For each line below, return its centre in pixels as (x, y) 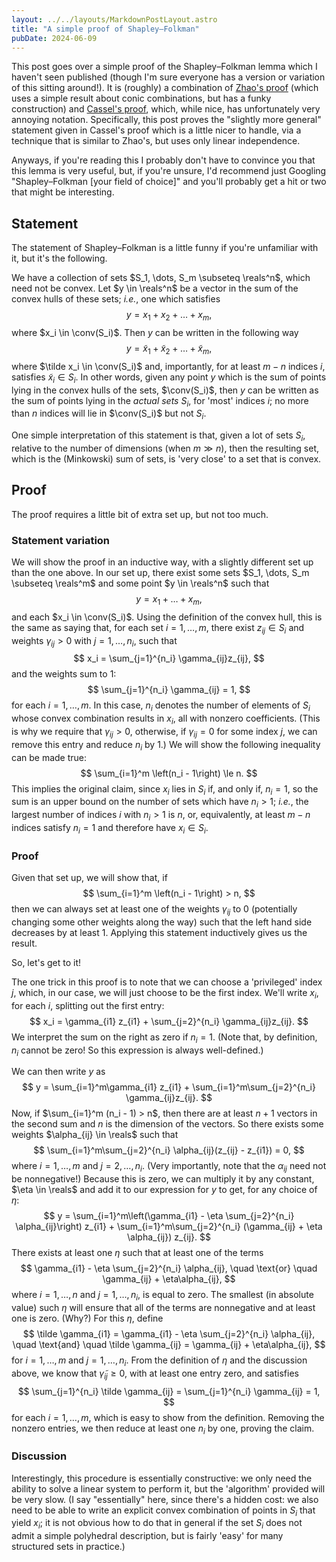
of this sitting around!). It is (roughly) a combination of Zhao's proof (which (165, 88)
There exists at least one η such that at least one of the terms (137, 1253)
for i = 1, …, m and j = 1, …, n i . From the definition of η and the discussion (159, 1361)
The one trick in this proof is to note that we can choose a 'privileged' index (167, 982)
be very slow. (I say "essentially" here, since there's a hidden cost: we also (165, 1499)
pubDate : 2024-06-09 (54, 38)
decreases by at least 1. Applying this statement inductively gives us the (159, 932)
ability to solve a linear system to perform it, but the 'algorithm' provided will (168, 1488)
